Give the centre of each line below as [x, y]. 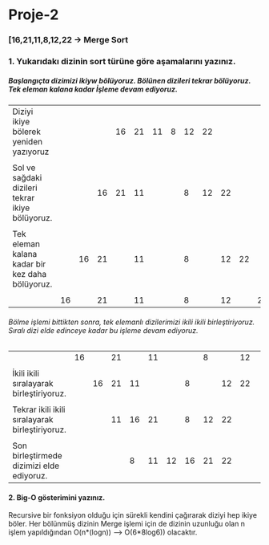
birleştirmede [37, 456]
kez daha [29, 274]
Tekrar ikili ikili [39, 409]
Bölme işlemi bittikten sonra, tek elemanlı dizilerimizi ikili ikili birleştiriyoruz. [132, 322]
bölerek [27, 132]
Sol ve [24, 168]
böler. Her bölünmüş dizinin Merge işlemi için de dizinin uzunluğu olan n [127, 524]
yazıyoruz [31, 152]
